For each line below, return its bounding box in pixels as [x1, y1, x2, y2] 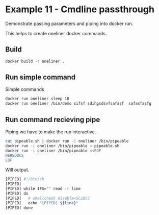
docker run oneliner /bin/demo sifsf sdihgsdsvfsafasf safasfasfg [5, 101, 152, 106]
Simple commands [5, 86, 44, 92]
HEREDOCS [5, 153, 24, 158]
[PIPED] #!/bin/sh [5, 177, 44, 182]
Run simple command [5, 73, 76, 82]
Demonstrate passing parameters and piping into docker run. [5, 20, 134, 27]
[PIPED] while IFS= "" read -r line [5, 186, 81, 192]
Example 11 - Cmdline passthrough [5, 4, 154, 15]
